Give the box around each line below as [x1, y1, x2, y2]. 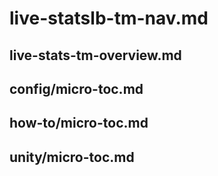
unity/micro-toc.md [9, 148, 135, 166]
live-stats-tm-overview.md [9, 47, 182, 64]
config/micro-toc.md [9, 80, 144, 97]
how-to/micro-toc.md [9, 115, 149, 132]
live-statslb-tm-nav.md [9, 7, 209, 30]
